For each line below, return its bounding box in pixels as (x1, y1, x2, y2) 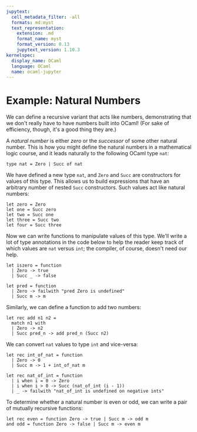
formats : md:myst (11, 19, 54, 25)
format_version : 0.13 (16, 42, 69, 48)
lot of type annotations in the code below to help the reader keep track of (6, 239, 184, 246)
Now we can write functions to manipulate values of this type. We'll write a (6, 233, 187, 240)
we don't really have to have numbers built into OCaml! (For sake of (6, 120, 169, 127)
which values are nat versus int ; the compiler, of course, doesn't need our (6, 245, 187, 252)
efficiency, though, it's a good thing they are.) (6, 126, 116, 133)
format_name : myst (16, 36, 62, 42)
